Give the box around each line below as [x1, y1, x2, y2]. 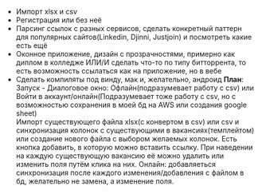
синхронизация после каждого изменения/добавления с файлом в [15, 168, 244, 177]
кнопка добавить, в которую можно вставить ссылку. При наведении [15, 143, 253, 152]
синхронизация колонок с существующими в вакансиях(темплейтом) [15, 125, 255, 135]
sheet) [15, 109, 37, 118]
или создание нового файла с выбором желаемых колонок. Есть [15, 134, 237, 143]
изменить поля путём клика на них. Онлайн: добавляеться [15, 160, 217, 168]
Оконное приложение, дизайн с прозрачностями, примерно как [15, 49, 236, 58]
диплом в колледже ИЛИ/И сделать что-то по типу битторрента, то [15, 57, 247, 67]
